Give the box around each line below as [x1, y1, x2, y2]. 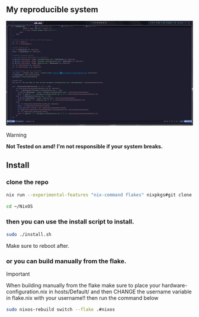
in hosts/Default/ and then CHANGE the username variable [49, 288, 192, 295]
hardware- [162, 282, 188, 289]
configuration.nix [6, 288, 48, 295]
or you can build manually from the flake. [6, 257, 127, 265]
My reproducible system [6, 5, 99, 15]
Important [6, 270, 30, 277]
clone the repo [6, 177, 49, 186]
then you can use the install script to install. [6, 217, 134, 225]
